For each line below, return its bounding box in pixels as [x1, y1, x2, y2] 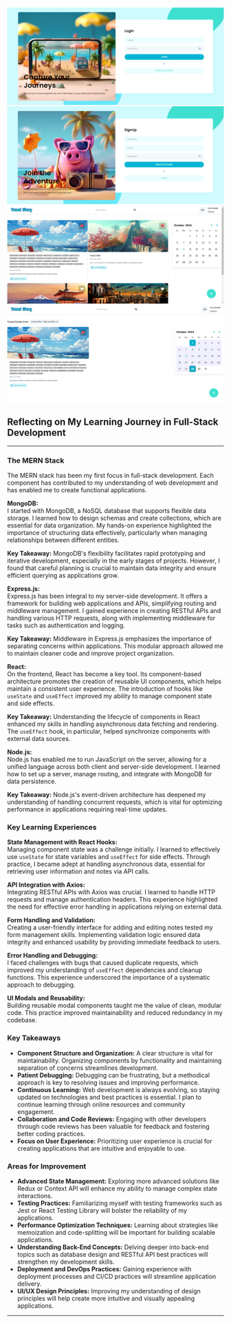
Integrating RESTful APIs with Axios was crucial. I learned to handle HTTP [7, 888, 216, 896]
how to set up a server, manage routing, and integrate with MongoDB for [7, 770, 212, 778]
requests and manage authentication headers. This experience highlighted [7, 896, 218, 904]
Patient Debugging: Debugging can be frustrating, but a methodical [16, 1071, 210, 1079]
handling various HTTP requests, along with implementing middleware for [7, 614, 216, 623]
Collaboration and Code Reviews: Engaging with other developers [16, 1115, 206, 1123]
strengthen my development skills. [16, 1258, 115, 1266]
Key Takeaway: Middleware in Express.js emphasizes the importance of [7, 635, 212, 643]
